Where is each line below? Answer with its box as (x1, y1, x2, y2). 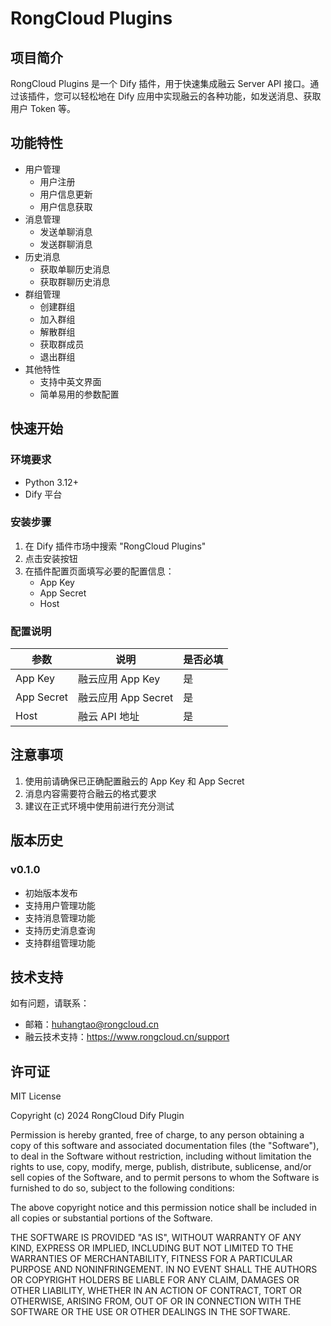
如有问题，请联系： (10, 997, 90, 1009)
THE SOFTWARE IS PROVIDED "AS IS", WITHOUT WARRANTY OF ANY (10, 1232, 302, 1244)
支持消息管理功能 (24, 912, 96, 924)
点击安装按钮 (24, 552, 78, 564)
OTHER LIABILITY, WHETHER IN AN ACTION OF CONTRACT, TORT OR (10, 1285, 302, 1297)
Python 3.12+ (24, 476, 79, 488)
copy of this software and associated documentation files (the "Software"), (10, 1140, 320, 1152)
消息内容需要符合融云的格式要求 (24, 787, 157, 799)
